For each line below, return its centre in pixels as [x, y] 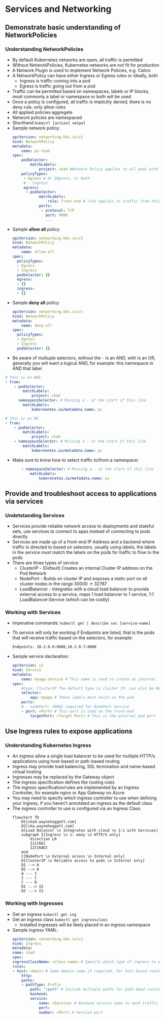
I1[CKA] [38, 843]
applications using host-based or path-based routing [66, 761]
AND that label [27, 368]
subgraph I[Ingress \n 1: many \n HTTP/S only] [71, 835]
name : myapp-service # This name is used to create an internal [89, 679]
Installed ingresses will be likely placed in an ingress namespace [85, 925]
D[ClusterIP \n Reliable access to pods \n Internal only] [83, 861]
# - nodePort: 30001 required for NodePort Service [75, 707]
